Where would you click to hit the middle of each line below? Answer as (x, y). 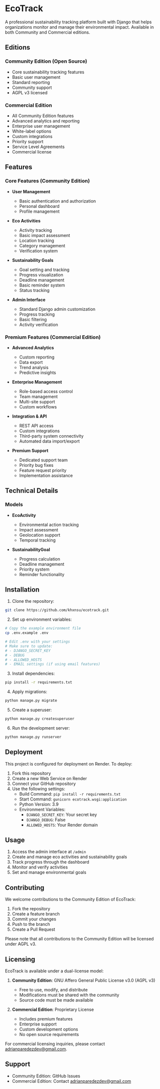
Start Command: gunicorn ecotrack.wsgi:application (73, 799)
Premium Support (30, 450)
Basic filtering (33, 319)
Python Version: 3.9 (39, 804)
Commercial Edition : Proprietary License (53, 1010)
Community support (32, 87)
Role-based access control (46, 391)
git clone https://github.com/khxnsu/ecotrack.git (57, 610)
